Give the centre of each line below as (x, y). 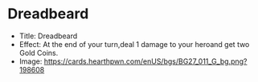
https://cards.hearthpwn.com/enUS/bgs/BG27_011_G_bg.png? (145, 61)
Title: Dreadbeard (48, 36)
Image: (31, 61)
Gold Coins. (39, 53)
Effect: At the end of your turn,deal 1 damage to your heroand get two (134, 44)
